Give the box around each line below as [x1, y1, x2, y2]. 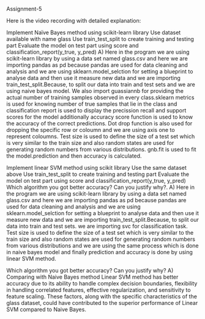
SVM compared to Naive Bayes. [6, 306, 87, 313]
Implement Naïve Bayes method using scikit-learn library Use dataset [6, 29, 181, 36]
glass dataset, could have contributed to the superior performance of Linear [6, 299, 198, 306]
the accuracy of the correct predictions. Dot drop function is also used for [6, 120, 193, 127]
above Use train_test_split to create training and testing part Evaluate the [6, 170, 190, 178]
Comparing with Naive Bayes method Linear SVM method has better [6, 273, 179, 280]
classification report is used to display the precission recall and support [6, 107, 187, 114]
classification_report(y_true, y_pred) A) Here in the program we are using [6, 48, 190, 56]
